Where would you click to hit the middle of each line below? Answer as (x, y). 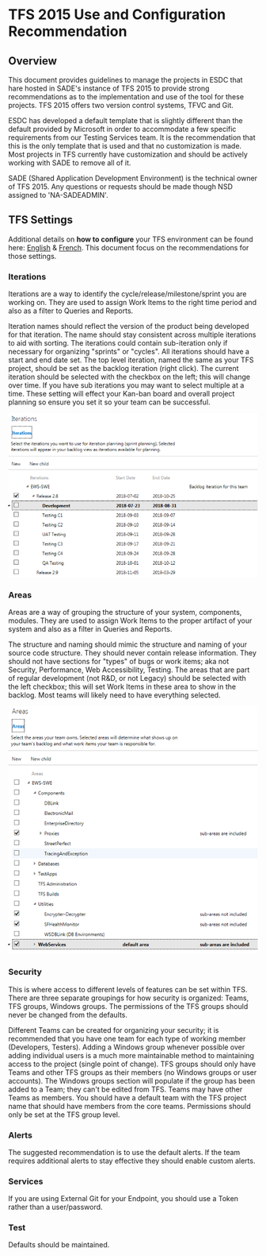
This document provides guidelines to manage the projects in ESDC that (125, 80)
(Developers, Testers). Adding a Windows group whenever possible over (127, 1047)
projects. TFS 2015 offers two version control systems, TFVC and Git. (121, 105)
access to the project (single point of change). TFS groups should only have (132, 1064)
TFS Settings (41, 220)
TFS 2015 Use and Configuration (117, 15)
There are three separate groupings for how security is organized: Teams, (129, 998)
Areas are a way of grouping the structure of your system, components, (125, 612)
